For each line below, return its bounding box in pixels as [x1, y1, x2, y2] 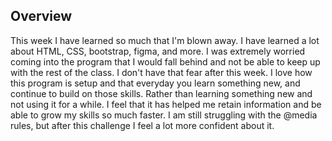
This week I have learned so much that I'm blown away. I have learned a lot [10, 34, 320, 46]
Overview [10, 8, 73, 25]
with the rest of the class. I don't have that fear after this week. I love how [10, 66, 313, 78]
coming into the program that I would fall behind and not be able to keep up [10, 55, 321, 68]
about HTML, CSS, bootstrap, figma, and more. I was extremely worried [10, 45, 306, 57]
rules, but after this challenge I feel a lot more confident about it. [10, 119, 275, 131]
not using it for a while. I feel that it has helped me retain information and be [10, 98, 322, 110]
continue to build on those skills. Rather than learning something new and [10, 87, 313, 99]
